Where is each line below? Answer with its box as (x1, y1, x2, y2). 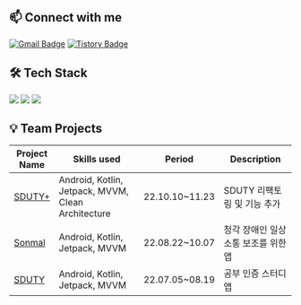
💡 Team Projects (9, 121, 103, 136)
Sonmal (13, 237, 47, 249)
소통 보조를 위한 (223, 237, 287, 249)
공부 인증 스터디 (223, 267, 287, 280)
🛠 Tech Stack (9, 65, 88, 81)
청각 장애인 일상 (223, 223, 287, 236)
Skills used (73, 153, 121, 166)
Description (229, 153, 281, 166)
